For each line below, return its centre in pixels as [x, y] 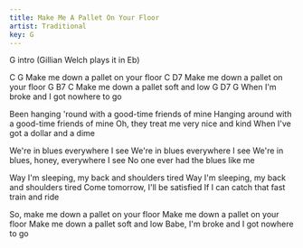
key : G [22, 34]
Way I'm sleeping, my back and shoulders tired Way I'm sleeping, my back [148, 178]
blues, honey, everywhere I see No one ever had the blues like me [132, 161]
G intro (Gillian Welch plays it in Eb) [75, 60]
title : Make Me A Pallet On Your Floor [85, 18]
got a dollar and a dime [52, 133]
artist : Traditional [48, 26]
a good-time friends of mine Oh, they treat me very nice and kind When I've [151, 124]
